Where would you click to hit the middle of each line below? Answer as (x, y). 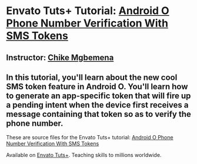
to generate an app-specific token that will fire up (98, 96)
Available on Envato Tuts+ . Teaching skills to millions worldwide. (84, 155)
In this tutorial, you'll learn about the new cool (92, 77)
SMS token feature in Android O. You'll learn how (97, 86)
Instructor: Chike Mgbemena (60, 57)
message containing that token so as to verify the (98, 114)
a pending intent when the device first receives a (97, 105)
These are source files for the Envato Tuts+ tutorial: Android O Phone (90, 138)
